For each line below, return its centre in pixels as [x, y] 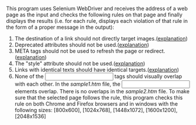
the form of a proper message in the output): [60, 27]
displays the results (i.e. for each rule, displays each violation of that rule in [97, 21]
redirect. [155, 51]
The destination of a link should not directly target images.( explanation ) [101, 38]
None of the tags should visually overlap [98, 76]
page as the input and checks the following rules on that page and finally [94, 15]
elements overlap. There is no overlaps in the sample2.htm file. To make [102, 91]
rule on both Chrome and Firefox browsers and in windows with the [96, 104]
